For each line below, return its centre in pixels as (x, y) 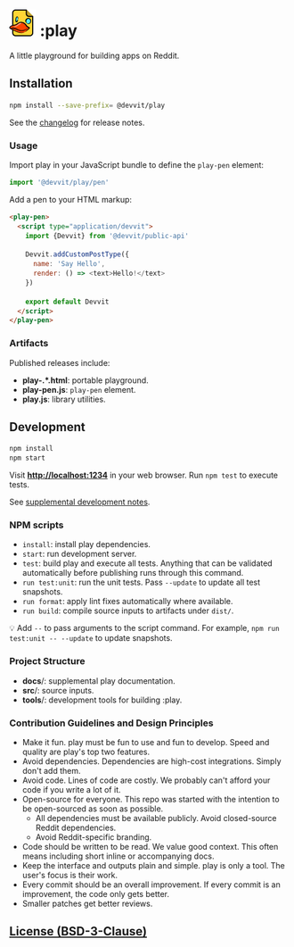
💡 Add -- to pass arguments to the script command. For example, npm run (144, 628)
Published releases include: (60, 362)
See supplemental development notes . (80, 502)
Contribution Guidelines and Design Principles (111, 723)
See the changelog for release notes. (77, 122)
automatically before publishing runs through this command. (133, 573)
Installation (41, 83)
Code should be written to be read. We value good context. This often (150, 847)
